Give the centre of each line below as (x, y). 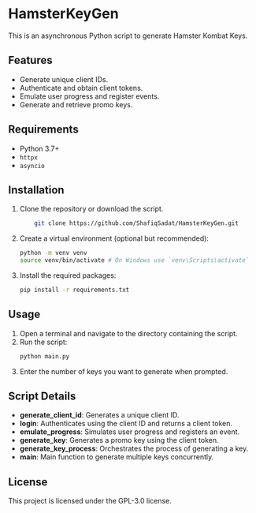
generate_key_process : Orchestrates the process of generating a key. (134, 449)
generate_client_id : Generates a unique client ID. (99, 415)
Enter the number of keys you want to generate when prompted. (124, 371)
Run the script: (43, 342)
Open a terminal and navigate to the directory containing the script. (128, 333)
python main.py (45, 356)
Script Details (42, 396)
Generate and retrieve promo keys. (76, 104)
